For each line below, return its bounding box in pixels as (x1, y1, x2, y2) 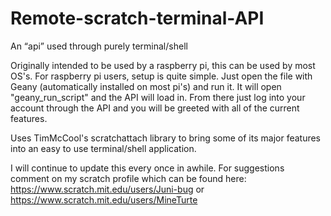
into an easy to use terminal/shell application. (10, 142, 197, 154)
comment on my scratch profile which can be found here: (10, 172, 247, 184)
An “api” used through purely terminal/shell (10, 40, 188, 52)
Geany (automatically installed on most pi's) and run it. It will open (10, 80, 282, 92)
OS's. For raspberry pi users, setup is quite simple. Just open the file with (10, 70, 313, 82)
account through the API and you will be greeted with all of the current (10, 102, 300, 114)
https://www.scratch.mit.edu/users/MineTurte (10, 193, 198, 206)
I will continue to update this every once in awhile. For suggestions (10, 162, 285, 174)
